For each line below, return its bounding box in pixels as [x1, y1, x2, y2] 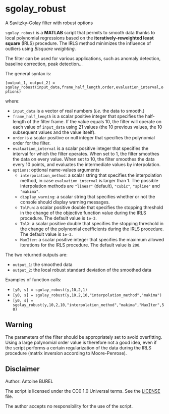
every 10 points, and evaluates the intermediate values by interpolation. [12, 161, 161, 167]
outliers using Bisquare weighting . [5, 45, 76, 51]
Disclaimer [5, 365, 40, 374]
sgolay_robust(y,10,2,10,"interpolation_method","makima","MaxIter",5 [12, 302, 164, 307]
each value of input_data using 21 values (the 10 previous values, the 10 [12, 124, 162, 130]
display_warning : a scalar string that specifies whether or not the [20, 193, 155, 199]
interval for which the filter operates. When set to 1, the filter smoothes [12, 150, 160, 157]
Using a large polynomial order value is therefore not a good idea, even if [5, 339, 157, 345]
